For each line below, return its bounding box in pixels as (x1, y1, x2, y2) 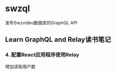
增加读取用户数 (5, 63, 36, 69)
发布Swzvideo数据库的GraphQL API (5, 20, 77, 25)
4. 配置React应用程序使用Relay (5, 51, 79, 58)
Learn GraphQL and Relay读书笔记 (5, 35, 111, 44)
